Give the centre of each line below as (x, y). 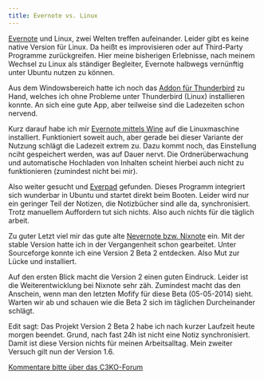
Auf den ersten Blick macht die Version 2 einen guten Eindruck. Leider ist (128, 277)
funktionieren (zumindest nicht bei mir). (73, 171)
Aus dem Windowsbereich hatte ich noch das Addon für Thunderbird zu (126, 88)
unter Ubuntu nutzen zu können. (61, 72)
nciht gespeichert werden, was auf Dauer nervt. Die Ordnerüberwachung (128, 154)
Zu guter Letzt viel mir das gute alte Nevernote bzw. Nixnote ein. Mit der (126, 235)
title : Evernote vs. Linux (53, 16)
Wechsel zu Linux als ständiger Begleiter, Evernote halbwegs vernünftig (126, 64)
